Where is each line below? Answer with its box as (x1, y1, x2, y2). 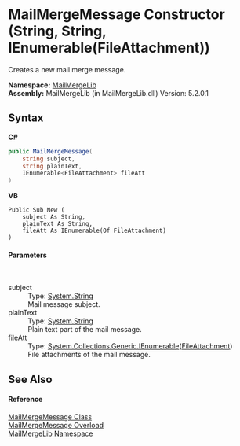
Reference (8, 395, 43, 404)
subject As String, (22, 213, 86, 221)
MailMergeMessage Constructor (8, 6, 225, 24)
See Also (8, 372, 53, 386)
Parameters (8, 250, 47, 260)
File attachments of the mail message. (27, 350, 151, 359)
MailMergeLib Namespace (8, 429, 93, 438)
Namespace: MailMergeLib (8, 80, 96, 90)
